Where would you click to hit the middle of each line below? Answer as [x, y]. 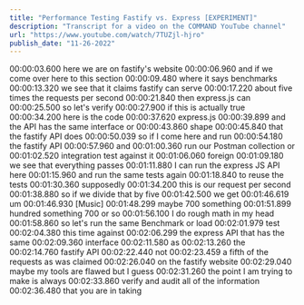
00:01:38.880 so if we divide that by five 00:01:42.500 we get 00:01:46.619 [149, 194]
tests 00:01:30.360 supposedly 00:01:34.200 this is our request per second [151, 185]
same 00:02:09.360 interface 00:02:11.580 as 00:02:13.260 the [127, 242]
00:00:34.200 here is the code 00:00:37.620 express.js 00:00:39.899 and [147, 117]
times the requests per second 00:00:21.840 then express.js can [130, 98]
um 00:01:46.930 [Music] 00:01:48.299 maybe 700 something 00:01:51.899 [151, 204]
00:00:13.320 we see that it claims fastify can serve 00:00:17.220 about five [151, 88]
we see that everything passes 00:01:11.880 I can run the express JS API [145, 165]
